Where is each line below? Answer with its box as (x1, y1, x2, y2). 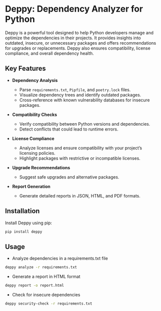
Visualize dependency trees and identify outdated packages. (19, 92, 142, 98)
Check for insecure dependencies (12, 292, 80, 297)
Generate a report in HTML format (12, 274, 81, 279)
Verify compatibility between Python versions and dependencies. (19, 121, 150, 127)
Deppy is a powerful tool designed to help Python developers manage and (5, 30, 154, 35)
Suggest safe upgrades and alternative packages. (19, 174, 120, 180)
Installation (5, 207, 40, 215)
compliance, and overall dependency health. (5, 50, 94, 56)
